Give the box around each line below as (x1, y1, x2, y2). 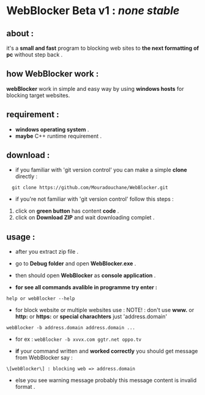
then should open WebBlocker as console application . (15, 272, 156, 280)
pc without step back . (6, 51, 63, 58)
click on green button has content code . (15, 207, 119, 215)
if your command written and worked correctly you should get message (15, 348, 198, 355)
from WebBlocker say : (15, 354, 73, 361)
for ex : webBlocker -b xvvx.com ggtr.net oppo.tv (15, 335, 142, 343)
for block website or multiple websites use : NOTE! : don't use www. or (15, 307, 195, 314)
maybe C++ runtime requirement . (15, 132, 102, 139)
